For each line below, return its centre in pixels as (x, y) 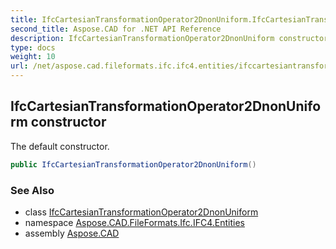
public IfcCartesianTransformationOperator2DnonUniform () (133, 164)
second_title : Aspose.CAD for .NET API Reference (116, 29)
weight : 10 (33, 57)
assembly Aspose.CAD (72, 233)
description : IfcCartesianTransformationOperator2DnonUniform (142, 38)
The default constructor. (60, 146)
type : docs (33, 47)
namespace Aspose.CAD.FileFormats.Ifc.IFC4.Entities (134, 222)
